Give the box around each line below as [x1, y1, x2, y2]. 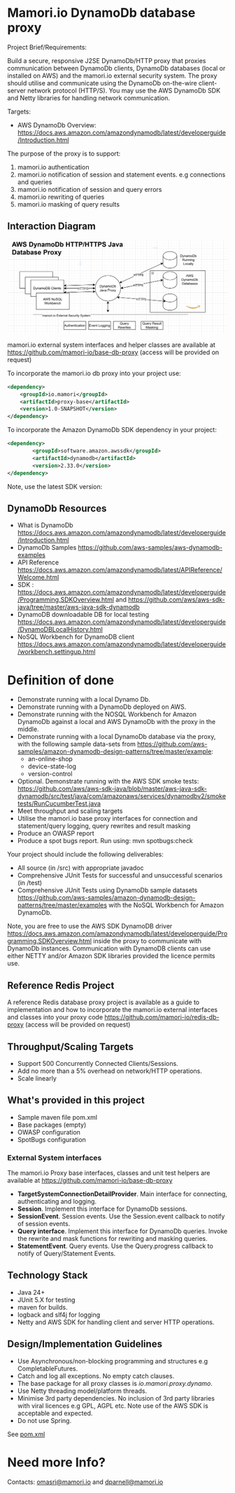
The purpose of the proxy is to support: [7, 149, 121, 158]
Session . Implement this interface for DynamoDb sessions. [17, 1204, 187, 1213]
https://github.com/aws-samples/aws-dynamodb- [78, 543, 222, 552]
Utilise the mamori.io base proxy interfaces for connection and [17, 814, 198, 823]
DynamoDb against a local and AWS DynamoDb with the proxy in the [17, 718, 215, 726]
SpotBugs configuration [17, 1135, 86, 1144]
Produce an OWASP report [17, 829, 94, 838]
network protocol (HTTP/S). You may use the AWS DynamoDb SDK [27, 86, 221, 95]
